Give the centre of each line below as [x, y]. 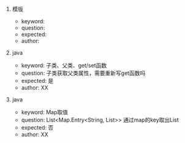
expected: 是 [37, 81]
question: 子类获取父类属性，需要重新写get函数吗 [83, 73]
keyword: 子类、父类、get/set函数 [64, 65]
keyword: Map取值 [45, 112]
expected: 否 [37, 127]
